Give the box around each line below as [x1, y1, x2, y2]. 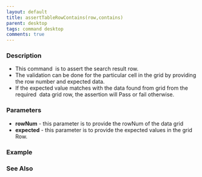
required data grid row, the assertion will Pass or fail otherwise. [15, 91, 175, 98]
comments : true [6, 32, 45, 38]
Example [6, 148, 33, 156]
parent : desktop [6, 20, 47, 26]
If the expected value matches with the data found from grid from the [15, 84, 188, 92]
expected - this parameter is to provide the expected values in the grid [15, 126, 193, 133]
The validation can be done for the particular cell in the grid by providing [15, 72, 197, 79]
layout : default [6, 8, 47, 15]
